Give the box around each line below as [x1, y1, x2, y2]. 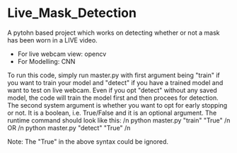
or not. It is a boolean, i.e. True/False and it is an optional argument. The [7, 108, 217, 117]
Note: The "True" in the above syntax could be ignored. [7, 137, 168, 146]
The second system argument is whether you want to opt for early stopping [7, 101, 228, 109]
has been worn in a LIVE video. [7, 35, 98, 44]
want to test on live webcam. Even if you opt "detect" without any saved [7, 86, 217, 94]
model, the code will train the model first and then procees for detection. [7, 93, 219, 102]
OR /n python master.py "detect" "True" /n [7, 123, 131, 132]
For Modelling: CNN [17, 57, 76, 65]
